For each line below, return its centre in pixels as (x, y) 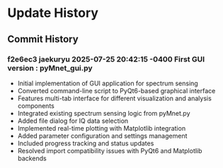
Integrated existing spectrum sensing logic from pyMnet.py (104, 113)
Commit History (43, 39)
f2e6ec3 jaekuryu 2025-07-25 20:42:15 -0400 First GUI (106, 59)
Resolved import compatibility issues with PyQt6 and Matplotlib (110, 150)
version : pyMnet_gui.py (50, 68)
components (36, 106)
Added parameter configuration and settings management (102, 136)
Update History (53, 13)
